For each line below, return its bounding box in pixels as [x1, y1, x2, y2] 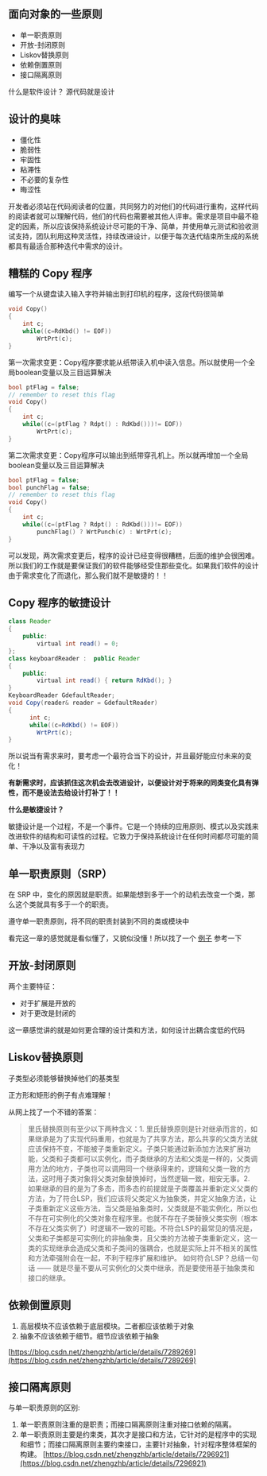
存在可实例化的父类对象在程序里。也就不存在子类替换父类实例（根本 [34, 1213, 258, 1222]
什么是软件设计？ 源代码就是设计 [8, 87, 115, 96]
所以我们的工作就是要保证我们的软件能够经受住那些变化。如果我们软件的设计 [8, 560, 259, 570]
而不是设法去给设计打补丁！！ [21, 788, 120, 797]
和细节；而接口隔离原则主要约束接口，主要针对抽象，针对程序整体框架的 [19, 1439, 257, 1449]
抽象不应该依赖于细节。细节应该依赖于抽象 [19, 1331, 160, 1341]
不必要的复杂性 [19, 174, 69, 184]
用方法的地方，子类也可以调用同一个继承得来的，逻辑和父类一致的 [27, 1164, 244, 1173]
